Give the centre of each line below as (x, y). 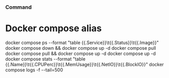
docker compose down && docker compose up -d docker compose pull (81, 48)
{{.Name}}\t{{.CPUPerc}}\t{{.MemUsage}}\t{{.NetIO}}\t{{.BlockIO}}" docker (84, 64)
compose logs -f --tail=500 (34, 70)
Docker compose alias (54, 28)
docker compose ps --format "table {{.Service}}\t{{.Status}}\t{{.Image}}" (82, 43)
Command (18, 7)
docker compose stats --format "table (45, 59)
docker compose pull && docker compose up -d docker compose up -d (81, 53)
